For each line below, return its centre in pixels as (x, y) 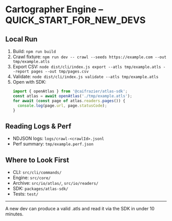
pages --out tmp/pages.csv (60, 71)
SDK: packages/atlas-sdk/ (40, 188)
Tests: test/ (25, 194)
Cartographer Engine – (54, 9)
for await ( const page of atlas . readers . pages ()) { (69, 101)
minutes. (15, 214)
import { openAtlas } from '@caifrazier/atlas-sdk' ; (70, 91)
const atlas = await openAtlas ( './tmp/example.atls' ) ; (72, 96)
